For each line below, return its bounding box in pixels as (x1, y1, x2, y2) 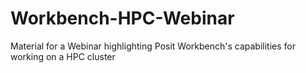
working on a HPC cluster (10, 50, 116, 62)
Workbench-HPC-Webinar (10, 7, 235, 30)
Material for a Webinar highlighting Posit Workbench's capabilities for (10, 40, 296, 52)
